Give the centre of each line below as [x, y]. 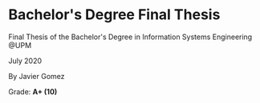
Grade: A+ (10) [33, 91]
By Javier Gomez [37, 76]
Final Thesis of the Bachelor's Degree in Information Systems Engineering [130, 37]
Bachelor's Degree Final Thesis [114, 15]
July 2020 [25, 61]
